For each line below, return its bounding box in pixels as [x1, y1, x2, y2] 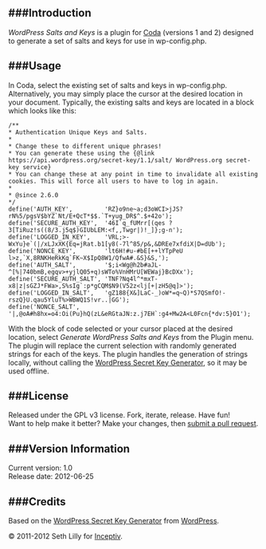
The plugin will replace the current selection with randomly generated [8, 341, 237, 350]
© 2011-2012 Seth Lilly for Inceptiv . [8, 531, 123, 541]
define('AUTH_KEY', [8, 205, 73, 213]
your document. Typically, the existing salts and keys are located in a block [8, 97, 255, 107]
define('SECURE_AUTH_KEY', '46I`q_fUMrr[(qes [8, 219, 166, 227]
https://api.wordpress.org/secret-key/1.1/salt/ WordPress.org [8, 156, 223, 164]
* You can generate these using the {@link [8, 149, 155, 157]
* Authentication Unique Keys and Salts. [8, 128, 148, 136]
